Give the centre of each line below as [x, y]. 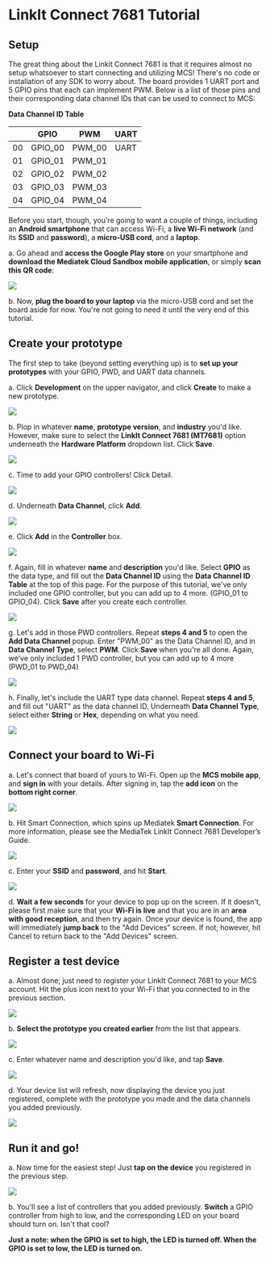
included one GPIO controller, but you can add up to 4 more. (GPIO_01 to [128, 593]
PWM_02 [89, 174]
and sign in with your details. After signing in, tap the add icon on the [123, 783]
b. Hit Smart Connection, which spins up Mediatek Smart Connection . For [131, 823]
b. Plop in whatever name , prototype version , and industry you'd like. [125, 427]
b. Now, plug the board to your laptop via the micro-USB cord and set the [131, 301]
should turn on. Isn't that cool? [59, 1224]
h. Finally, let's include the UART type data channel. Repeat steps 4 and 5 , [132, 698]
